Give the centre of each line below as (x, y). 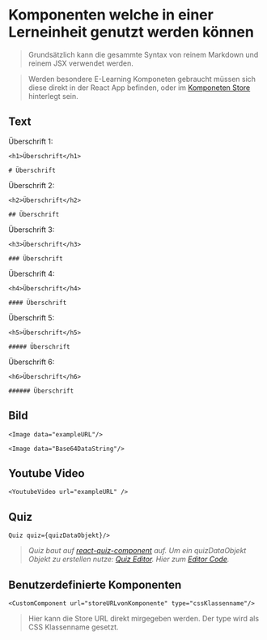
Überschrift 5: (32, 317)
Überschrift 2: (32, 185)
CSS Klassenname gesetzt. (73, 627)
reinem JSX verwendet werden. (81, 63)
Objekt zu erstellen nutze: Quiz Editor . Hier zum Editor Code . (129, 559)
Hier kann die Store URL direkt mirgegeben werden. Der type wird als (144, 619)
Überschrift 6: (32, 362)
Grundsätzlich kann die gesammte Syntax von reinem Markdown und (143, 54)
